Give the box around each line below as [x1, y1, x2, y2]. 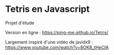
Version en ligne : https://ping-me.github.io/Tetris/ [5, 29, 108, 35]
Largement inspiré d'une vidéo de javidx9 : [5, 39, 93, 45]
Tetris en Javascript [5, 3, 90, 15]
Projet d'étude [5, 20, 34, 26]
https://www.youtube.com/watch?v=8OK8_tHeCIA [5, 44, 109, 50]
